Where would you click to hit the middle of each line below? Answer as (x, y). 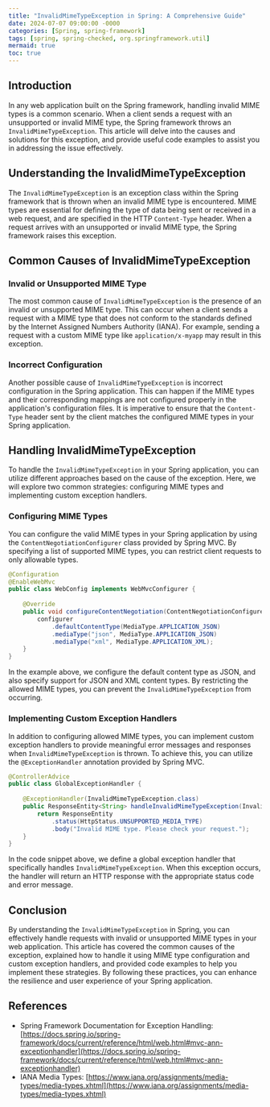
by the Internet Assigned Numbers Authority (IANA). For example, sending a (134, 327)
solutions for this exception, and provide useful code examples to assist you (134, 139)
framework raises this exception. (62, 235)
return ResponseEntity (75, 814)
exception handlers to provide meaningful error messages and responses (130, 745)
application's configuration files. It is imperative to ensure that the (117, 408)
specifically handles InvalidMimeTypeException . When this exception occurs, (135, 868)
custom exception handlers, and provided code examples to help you (123, 964)
